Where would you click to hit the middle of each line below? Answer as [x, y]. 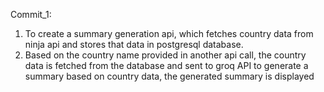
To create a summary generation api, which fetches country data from [169, 33]
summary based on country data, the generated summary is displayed [169, 76]
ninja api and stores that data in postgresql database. [134, 44]
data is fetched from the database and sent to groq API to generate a [166, 65]
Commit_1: [31, 14]
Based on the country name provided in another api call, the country [165, 55]
